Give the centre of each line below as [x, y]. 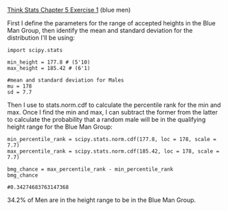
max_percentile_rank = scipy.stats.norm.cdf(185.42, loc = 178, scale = [113, 151]
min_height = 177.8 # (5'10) [49, 62]
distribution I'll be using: [41, 38]
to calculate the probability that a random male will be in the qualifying [106, 120]
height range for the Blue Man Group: [60, 127]
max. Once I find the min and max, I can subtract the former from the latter [113, 112]
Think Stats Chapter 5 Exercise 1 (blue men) [69, 10]
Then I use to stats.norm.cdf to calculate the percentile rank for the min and [114, 105]
